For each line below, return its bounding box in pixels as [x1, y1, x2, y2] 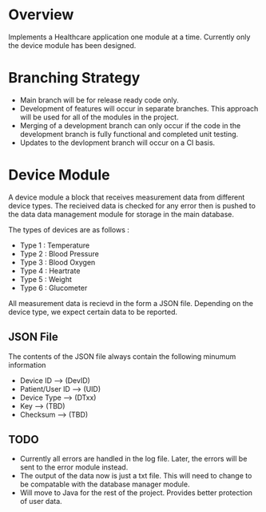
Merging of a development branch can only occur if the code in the [19, 120, 241, 130]
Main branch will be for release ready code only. [19, 95, 180, 105]
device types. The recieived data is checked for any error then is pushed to [8, 200, 256, 210]
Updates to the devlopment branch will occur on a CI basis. [19, 138, 216, 147]
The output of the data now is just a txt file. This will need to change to [19, 471, 252, 481]
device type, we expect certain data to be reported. [8, 307, 178, 316]
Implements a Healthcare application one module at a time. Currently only [8, 32, 251, 42]
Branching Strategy [8, 69, 141, 87]
